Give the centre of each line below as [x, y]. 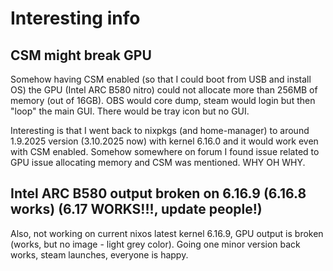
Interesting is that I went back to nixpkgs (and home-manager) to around [160, 130]
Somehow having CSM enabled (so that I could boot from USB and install [161, 79]
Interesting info [75, 18]
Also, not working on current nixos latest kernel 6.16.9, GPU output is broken [167, 233]
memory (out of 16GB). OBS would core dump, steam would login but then [163, 100]
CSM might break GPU [81, 55]
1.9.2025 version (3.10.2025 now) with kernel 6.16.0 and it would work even [164, 141]
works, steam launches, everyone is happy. [99, 254]
